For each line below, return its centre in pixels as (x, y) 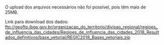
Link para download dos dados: (37, 22)
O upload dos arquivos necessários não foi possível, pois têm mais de (75, 7)
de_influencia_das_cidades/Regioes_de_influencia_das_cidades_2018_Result (82, 32)
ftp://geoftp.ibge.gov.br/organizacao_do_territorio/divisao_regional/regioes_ (82, 27)
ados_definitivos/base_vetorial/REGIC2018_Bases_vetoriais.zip (68, 37)
